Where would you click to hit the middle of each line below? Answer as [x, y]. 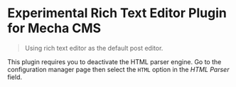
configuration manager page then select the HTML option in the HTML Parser [118, 69]
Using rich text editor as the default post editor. [94, 48]
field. [15, 77]
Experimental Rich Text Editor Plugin [117, 13]
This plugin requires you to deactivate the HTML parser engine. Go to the [114, 61]
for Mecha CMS [54, 28]
